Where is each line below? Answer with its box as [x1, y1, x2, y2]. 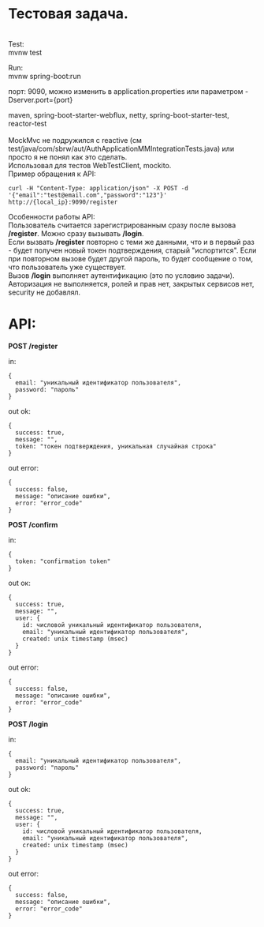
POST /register [8, 341, 58, 351]
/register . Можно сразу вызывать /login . [8, 228, 144, 238]
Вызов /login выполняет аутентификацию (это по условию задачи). [8, 270, 235, 280]
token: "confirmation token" [15, 557, 111, 565]
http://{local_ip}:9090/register [8, 198, 118, 206]
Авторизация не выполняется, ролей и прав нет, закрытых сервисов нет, [8, 279, 255, 288]
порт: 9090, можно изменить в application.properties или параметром [8, 86, 244, 96]
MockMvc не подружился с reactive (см [8, 135, 142, 144]
